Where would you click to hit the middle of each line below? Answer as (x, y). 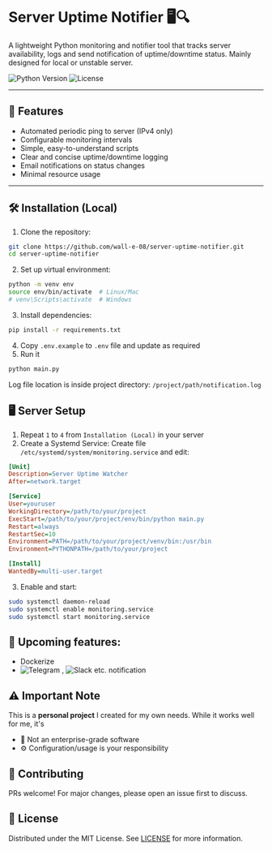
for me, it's (26, 724)
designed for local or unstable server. (71, 62)
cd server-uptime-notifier (54, 254)
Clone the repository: (55, 232)
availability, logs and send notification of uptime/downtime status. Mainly (130, 54)
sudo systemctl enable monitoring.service (81, 609)
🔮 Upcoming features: (65, 642)
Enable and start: (49, 587)
